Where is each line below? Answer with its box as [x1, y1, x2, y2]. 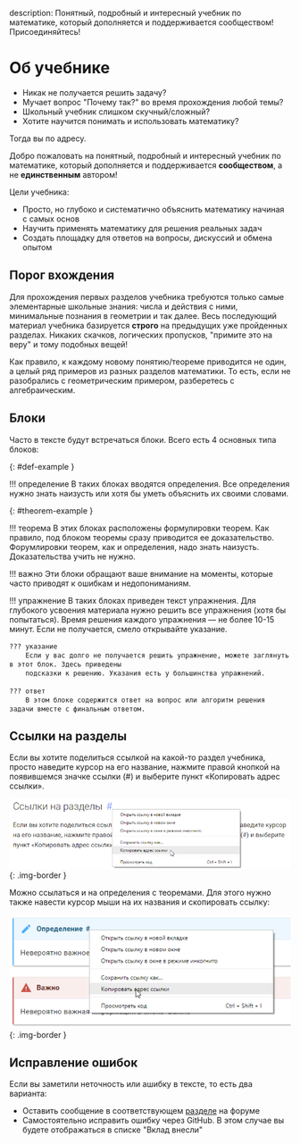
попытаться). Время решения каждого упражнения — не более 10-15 [9, 614, 275, 624]
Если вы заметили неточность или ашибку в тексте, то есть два [9, 1079, 253, 1090]
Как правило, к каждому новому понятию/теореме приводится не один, [9, 356, 287, 367]
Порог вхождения [9, 268, 114, 283]
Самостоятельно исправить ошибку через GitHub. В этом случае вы [21, 1115, 285, 1126]
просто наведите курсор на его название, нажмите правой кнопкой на [9, 762, 280, 772]
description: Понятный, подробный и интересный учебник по [9, 8, 242, 18]
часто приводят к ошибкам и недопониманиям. [9, 578, 192, 589]
